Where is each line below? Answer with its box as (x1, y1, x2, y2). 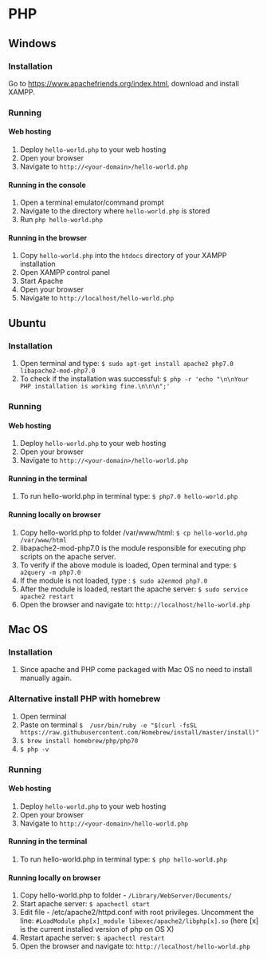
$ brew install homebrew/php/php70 (19, 737, 139, 745)
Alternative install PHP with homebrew (8, 693, 161, 704)
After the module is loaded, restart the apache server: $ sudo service (19, 584, 249, 594)
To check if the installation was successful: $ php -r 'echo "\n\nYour (19, 374, 249, 384)
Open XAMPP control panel (19, 268, 110, 277)
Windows (8, 37, 57, 50)
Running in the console (8, 180, 86, 189)
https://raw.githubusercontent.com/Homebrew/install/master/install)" (19, 728, 260, 736)
